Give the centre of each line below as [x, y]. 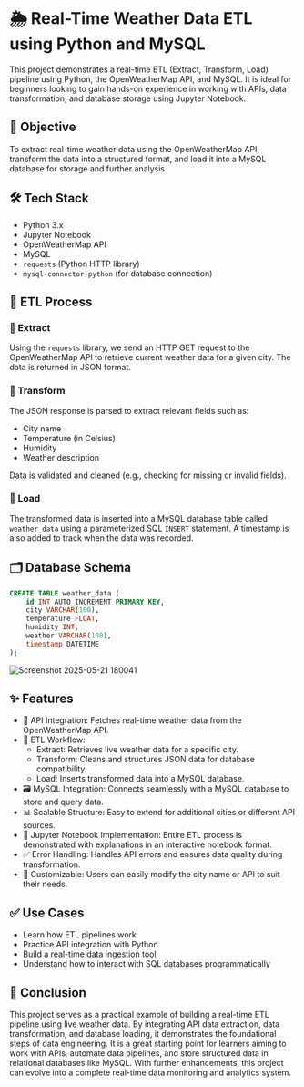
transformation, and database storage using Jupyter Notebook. [128, 98]
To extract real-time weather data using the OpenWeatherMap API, [135, 149]
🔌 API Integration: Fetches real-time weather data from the [132, 720]
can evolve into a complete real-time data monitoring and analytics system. [150, 1072]
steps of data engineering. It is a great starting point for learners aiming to [148, 1044]
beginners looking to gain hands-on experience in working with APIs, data [148, 88]
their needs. [45, 884]
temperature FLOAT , [63, 619]
